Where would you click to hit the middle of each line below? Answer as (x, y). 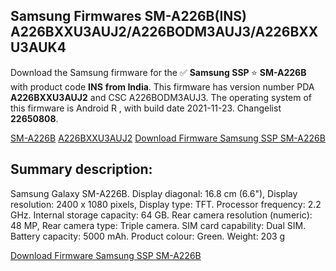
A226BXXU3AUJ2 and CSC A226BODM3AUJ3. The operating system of (161, 97)
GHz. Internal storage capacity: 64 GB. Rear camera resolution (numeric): (161, 215)
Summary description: (81, 169)
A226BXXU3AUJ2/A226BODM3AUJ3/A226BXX (164, 32)
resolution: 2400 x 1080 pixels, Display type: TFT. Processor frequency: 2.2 (166, 204)
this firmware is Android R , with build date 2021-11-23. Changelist (146, 108)
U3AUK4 (38, 47)
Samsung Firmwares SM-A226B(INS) (128, 16)
